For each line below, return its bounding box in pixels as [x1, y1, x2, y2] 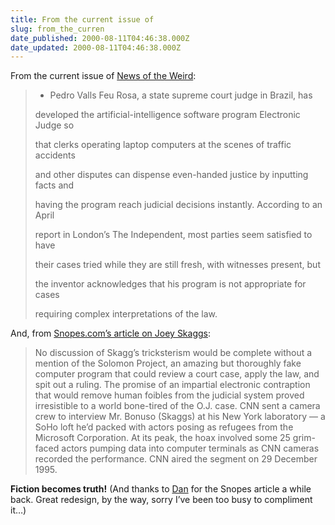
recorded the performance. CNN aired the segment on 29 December [34, 453, 318, 465]
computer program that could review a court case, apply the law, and [34, 368, 320, 380]
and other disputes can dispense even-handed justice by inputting [34, 169, 309, 181]
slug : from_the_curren [10, 24, 105, 34]
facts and [34, 179, 75, 191]
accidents [34, 149, 76, 161]
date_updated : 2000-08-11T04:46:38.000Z [10, 42, 182, 53]
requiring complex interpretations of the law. [34, 308, 218, 320]
